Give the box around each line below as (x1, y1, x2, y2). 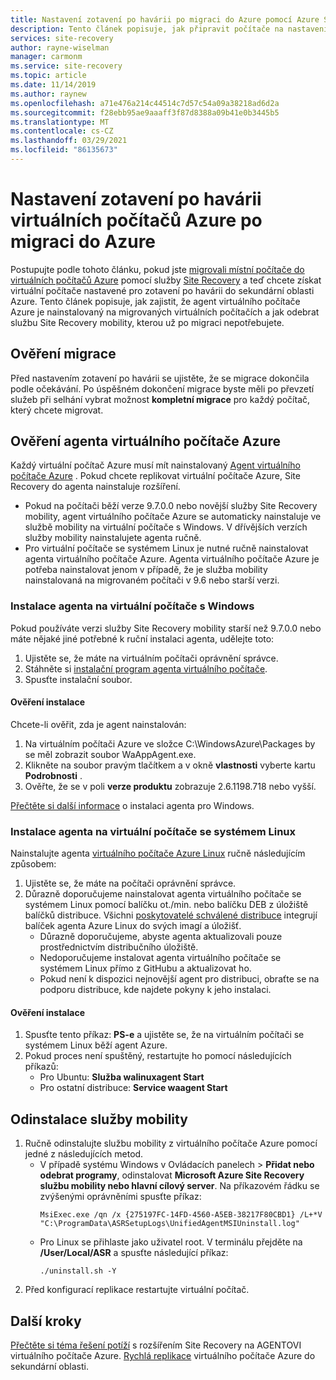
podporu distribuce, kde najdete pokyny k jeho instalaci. (39, 984, 272, 996)
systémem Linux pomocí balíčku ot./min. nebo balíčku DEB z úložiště (24, 899, 309, 911)
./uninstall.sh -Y (39, 1266, 117, 1276)
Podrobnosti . (24, 769, 83, 781)
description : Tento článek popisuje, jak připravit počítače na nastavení (10, 24, 329, 34)
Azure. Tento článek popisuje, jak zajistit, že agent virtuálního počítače (10, 295, 301, 307)
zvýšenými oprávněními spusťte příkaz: (39, 1191, 202, 1203)
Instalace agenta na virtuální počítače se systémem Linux (10, 824, 297, 838)
